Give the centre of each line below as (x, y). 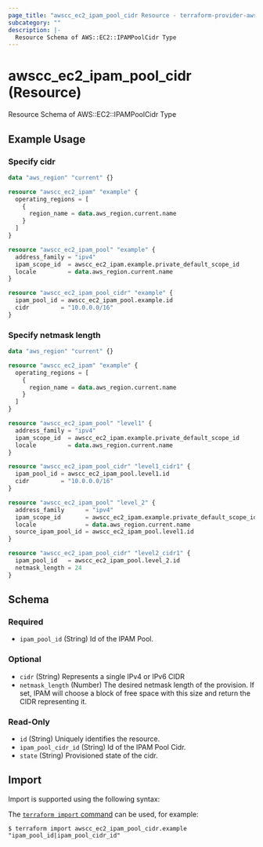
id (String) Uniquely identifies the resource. (90, 739)
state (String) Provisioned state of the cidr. (88, 755)
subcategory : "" (34, 23)
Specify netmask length (54, 335)
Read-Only (29, 722)
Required (26, 622)
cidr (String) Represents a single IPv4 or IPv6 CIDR (102, 676)
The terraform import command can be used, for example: (103, 814)
